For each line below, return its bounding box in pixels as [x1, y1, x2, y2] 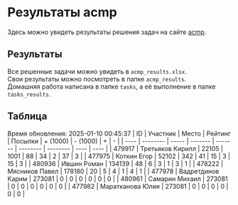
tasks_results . [7, 89, 51, 98]
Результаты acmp [7, 4, 117, 21]
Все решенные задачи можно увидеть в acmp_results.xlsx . [7, 67, 187, 75]
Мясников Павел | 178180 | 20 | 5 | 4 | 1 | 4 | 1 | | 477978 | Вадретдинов [7, 167, 220, 175]
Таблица [7, 111, 48, 123]
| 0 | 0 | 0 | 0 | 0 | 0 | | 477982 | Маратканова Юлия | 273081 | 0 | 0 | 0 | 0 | [7, 182, 229, 190]
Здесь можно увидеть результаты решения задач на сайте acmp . [7, 28, 207, 36]
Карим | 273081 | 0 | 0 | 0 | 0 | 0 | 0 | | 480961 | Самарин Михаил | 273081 [7, 174, 229, 183]
